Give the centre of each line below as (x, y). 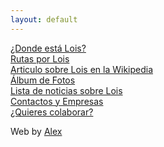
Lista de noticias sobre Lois (66, 90)
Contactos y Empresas (57, 101)
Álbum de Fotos (43, 80)
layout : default (44, 19)
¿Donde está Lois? (48, 48)
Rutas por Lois (40, 58)
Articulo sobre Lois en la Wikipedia (82, 69)
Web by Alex (36, 131)
